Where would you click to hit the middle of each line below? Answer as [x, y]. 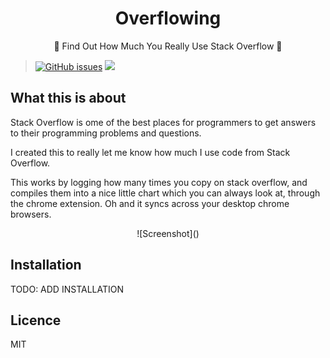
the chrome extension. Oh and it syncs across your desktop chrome [150, 203]
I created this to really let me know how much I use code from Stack [150, 152]
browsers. [31, 214]
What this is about [68, 98]
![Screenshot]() [168, 233]
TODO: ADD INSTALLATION [67, 289]
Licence [36, 320]
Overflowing [168, 18]
